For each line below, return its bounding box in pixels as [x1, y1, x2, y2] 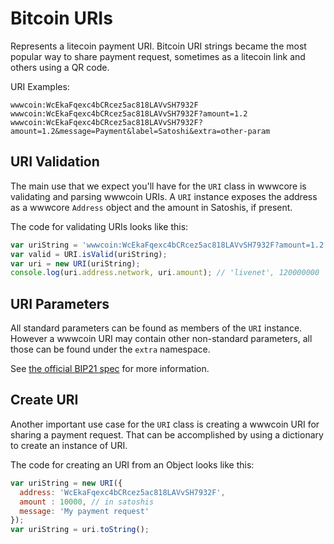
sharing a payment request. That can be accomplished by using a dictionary [10, 428, 324, 441]
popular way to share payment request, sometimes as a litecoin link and [10, 50, 306, 62]
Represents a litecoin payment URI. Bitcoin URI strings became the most [10, 40, 307, 52]
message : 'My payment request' [19, 506, 150, 516]
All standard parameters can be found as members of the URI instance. [10, 322, 303, 334]
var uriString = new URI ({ [10, 478, 123, 488]
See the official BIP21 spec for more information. [10, 363, 210, 375]
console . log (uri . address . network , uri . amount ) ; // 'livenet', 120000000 [10, 268, 320, 278]
